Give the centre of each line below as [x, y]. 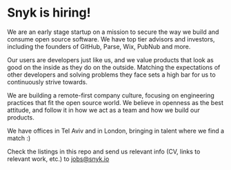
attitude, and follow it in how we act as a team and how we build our [103, 110]
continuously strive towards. [47, 82]
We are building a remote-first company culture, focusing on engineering [111, 95]
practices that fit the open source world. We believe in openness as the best [115, 102]
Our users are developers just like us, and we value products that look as [110, 59]
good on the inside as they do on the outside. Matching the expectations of [114, 67]
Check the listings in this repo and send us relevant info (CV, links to [104, 151]
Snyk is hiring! [49, 13]
